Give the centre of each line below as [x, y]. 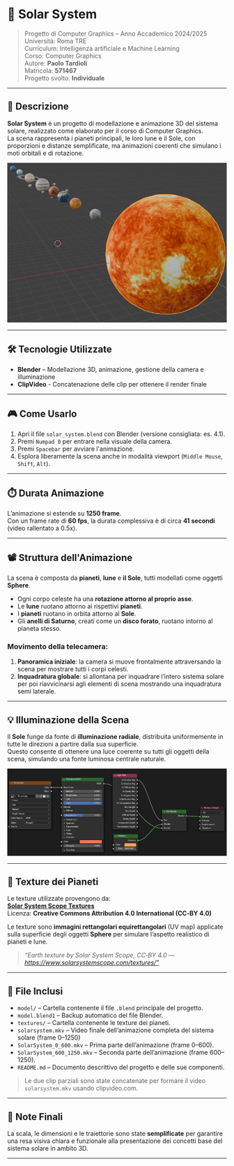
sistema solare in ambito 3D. [48, 1148]
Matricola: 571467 [50, 70]
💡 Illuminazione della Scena [68, 720]
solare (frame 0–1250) [49, 1038]
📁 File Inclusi [35, 991]
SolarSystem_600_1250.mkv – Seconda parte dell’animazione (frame [113, 1052]
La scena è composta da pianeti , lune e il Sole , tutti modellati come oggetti [115, 578]
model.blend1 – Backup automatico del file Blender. [90, 1015]
